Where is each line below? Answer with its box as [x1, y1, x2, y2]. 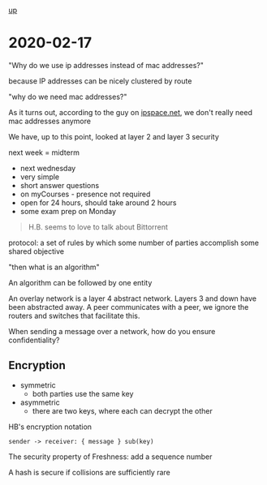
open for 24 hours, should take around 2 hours [19, 197, 177, 208]
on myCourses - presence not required [19, 189, 151, 199]
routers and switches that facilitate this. [8, 311, 140, 320]
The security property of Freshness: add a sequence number [8, 452, 213, 461]
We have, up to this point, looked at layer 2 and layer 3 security [8, 131, 219, 141]
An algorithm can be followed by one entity [8, 277, 153, 287]
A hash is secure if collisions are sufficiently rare [8, 467, 170, 477]
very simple [19, 172, 60, 182]
